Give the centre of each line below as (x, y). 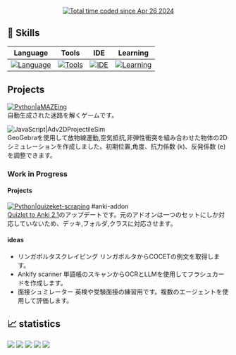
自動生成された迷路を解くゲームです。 (63, 115)
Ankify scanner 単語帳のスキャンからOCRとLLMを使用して (103, 274)
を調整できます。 (32, 155)
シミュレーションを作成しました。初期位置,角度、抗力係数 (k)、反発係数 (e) (117, 146)
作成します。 (48, 282)
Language (31, 53)
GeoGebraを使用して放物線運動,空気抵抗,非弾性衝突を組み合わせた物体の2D (117, 137)
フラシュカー (206, 274)
